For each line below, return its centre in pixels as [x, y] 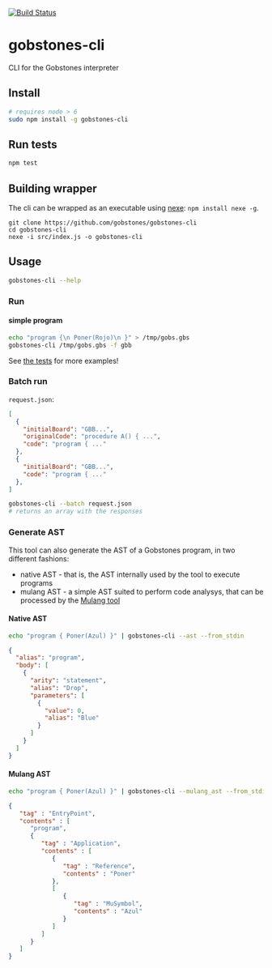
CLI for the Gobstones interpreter [64, 67]
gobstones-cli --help [45, 280]
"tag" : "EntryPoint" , [57, 813]
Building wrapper [53, 188]
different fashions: [39, 558]
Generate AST [36, 532]
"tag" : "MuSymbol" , [108, 904]
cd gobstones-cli [38, 230]
